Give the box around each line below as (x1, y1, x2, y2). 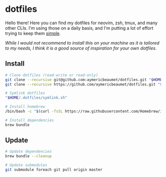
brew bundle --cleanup (5, 154, 52, 159)
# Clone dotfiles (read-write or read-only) (5, 73, 98, 78)
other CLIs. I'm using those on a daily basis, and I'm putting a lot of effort (5, 25, 154, 31)
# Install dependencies (5, 118, 54, 123)
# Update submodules (5, 163, 48, 168)
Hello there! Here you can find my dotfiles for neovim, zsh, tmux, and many (5, 20, 158, 26)
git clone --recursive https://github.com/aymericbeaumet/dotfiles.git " (5, 82, 161, 87)
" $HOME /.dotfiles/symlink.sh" (5, 95, 68, 100)
